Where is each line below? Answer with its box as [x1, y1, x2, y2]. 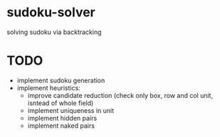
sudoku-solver [6, 4, 95, 21]
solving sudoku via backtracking [6, 28, 102, 36]
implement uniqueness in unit [27, 106, 115, 114]
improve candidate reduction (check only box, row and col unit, [27, 91, 214, 99]
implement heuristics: [16, 83, 81, 92]
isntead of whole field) [27, 99, 94, 107]
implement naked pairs [27, 121, 95, 130]
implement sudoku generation [16, 76, 105, 84]
